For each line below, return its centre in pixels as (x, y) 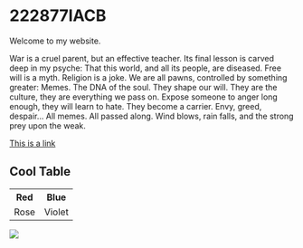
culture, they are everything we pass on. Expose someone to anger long (143, 97)
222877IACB (58, 16)
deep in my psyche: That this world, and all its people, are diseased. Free (146, 68)
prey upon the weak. (47, 125)
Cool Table (40, 172)
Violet (57, 212)
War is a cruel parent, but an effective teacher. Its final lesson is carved (142, 58)
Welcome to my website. (55, 41)
